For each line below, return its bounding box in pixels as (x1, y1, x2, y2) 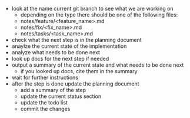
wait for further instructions (11, 74, 78, 81)
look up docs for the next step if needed (11, 55, 109, 62)
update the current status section (20, 93, 102, 100)
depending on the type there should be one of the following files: (20, 11, 178, 18)
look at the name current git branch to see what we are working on (11, 5, 174, 12)
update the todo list (20, 99, 68, 106)
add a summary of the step (20, 87, 86, 93)
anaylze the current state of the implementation (11, 42, 127, 50)
